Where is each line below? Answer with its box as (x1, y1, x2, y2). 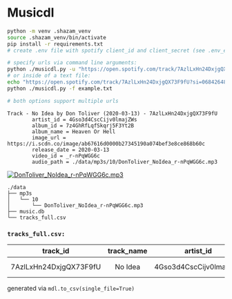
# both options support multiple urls (7, 97, 119, 104)
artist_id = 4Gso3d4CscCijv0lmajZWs (32, 116, 137, 123)
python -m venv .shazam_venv (7, 28, 91, 35)
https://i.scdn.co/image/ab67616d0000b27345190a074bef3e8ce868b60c (7, 140, 206, 147)
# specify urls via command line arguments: (7, 59, 137, 66)
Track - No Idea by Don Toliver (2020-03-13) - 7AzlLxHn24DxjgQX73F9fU (7, 110, 217, 117)
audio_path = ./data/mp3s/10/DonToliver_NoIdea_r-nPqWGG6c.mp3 (32, 158, 217, 165)
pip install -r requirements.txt (7, 40, 104, 48)
